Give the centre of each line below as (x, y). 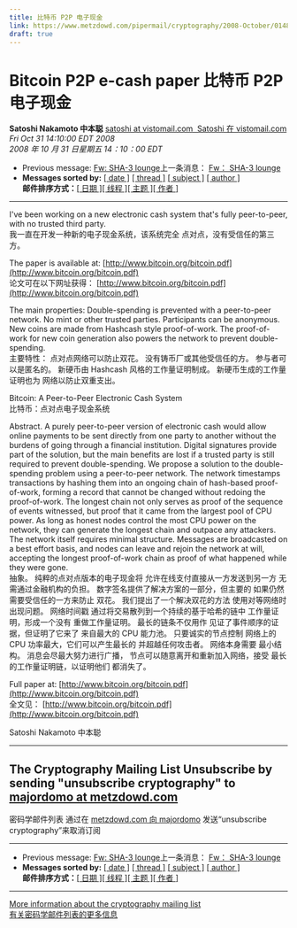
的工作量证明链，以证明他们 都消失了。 (80, 667)
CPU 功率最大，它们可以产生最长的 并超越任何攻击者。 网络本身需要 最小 (142, 645)
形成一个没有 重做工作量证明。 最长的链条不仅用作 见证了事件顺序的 (148, 623)
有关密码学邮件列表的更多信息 (63, 915)
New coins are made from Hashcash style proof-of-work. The (122, 329)
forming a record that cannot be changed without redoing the (154, 492)
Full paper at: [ (35, 684)
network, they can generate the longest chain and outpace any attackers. (143, 530)
